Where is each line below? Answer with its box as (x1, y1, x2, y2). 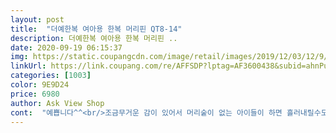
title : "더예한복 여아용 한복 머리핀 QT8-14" (10, 24, 183, 34)
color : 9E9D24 (10, 80, 70, 90)
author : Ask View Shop (10, 98, 105, 108)
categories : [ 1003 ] (10, 71, 92, 81)
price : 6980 (10, 89, 60, 99)
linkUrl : (10, 61, 47, 71)
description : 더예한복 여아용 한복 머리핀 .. (10, 33, 178, 43)
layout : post (10, 14, 65, 25)
